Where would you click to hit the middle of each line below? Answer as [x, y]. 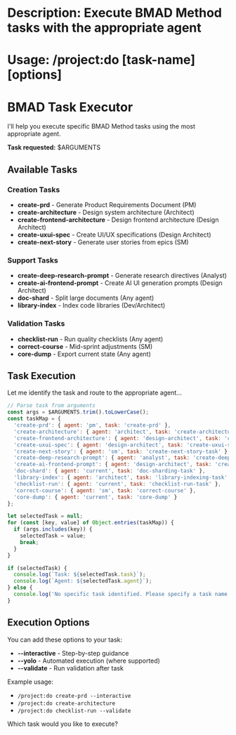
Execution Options [48, 623]
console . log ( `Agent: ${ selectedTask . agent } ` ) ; [83, 581]
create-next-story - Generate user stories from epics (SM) [103, 242]
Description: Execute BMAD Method [115, 13]
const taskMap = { [34, 419]
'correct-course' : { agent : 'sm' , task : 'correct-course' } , [105, 490]
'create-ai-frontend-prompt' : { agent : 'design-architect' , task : [113, 465]
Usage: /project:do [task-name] [101, 60]
